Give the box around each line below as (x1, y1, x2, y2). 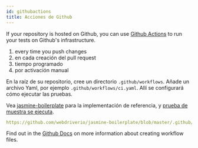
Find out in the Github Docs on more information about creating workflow (6, 130, 184, 137)
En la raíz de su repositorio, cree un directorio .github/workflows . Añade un (6, 78, 190, 85)
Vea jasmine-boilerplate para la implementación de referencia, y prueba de (6, 102, 188, 109)
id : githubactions (6, 8, 51, 15)
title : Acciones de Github (6, 14, 72, 20)
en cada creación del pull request (14, 54, 96, 61)
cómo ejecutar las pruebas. (6, 90, 72, 97)
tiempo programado (14, 60, 63, 68)
